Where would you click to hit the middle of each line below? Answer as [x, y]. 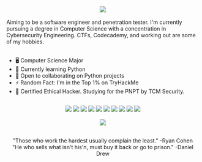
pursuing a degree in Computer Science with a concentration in [86, 29]
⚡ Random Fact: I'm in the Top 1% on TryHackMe [77, 83]
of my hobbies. [25, 42]
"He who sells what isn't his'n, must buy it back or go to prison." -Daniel [103, 147]
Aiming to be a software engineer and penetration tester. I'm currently [94, 22]
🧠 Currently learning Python [50, 69]
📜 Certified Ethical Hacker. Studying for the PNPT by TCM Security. [100, 91]
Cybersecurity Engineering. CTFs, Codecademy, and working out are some [101, 35]
